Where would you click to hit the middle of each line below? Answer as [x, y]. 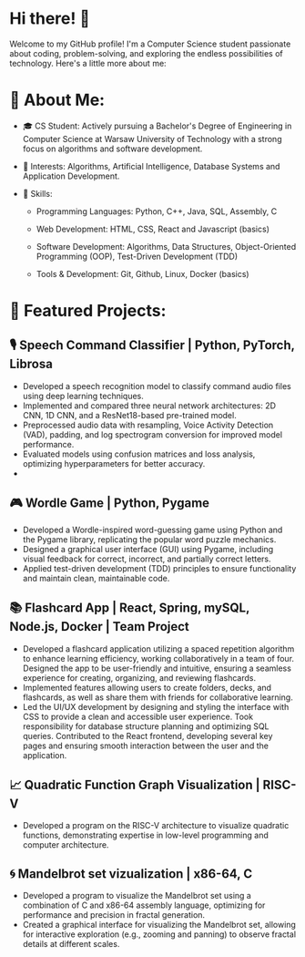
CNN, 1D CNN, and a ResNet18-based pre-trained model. [129, 415]
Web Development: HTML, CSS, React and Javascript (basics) [153, 229]
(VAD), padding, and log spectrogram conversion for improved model [152, 434]
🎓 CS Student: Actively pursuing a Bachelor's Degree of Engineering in [157, 126]
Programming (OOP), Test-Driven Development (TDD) [137, 256]
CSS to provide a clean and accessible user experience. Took [137, 716]
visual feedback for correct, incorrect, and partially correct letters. [147, 559]
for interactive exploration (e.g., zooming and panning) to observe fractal [159, 934]
